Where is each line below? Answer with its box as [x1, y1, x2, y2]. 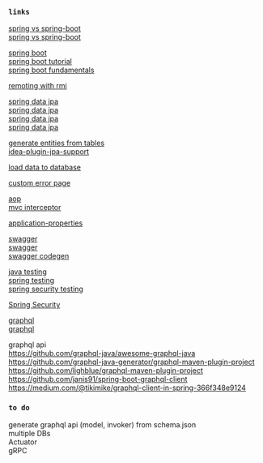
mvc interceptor [8, 203, 62, 212]
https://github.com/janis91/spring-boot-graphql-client [8, 375, 188, 384]
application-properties [8, 218, 83, 228]
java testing [8, 267, 47, 277]
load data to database [8, 162, 82, 173]
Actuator [8, 437, 38, 447]
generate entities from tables [8, 138, 105, 148]
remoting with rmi [8, 81, 67, 91]
